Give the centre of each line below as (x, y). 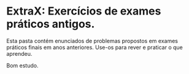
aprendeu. (19, 53)
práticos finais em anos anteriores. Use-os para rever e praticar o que (94, 47)
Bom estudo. (22, 66)
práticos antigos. (51, 24)
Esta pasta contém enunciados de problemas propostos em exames (92, 41)
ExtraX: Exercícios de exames (84, 11)
